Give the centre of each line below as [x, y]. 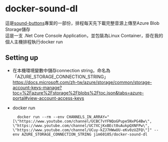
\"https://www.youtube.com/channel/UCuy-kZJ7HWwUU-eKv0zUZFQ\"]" [82, 130]
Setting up [22, 58]
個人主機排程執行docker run [34, 42]
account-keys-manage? [37, 87]
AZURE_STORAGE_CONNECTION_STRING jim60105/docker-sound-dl [85, 134]
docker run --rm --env [41, 117]
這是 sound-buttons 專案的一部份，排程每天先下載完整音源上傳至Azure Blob [82, 23]
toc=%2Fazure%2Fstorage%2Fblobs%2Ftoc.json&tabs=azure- [78, 93]
